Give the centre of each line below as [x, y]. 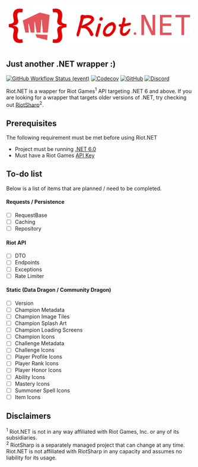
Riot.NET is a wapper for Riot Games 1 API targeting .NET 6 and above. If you [99, 90]
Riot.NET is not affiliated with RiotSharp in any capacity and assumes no [94, 451]
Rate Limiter [29, 276]
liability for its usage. [31, 457]
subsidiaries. [22, 438]
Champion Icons [35, 337]
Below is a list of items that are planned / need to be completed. [84, 188]
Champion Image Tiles [42, 316]
